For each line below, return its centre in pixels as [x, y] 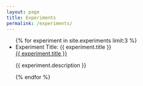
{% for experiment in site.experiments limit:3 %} [76, 41]
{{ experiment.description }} [51, 65]
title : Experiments [31, 18]
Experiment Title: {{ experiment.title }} [63, 47]
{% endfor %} [33, 77]
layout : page [23, 12]
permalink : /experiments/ [39, 23]
